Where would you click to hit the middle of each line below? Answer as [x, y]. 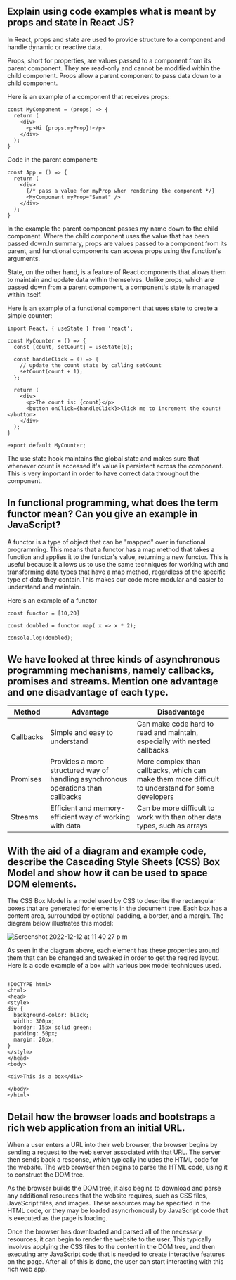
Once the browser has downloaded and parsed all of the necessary [105, 1232]
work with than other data [179, 817]
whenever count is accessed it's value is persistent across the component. [115, 466]
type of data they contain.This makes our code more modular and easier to [116, 579]
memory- [110, 808]
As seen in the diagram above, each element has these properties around [113, 951]
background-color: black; [52, 1016]
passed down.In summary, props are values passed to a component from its [117, 243]
